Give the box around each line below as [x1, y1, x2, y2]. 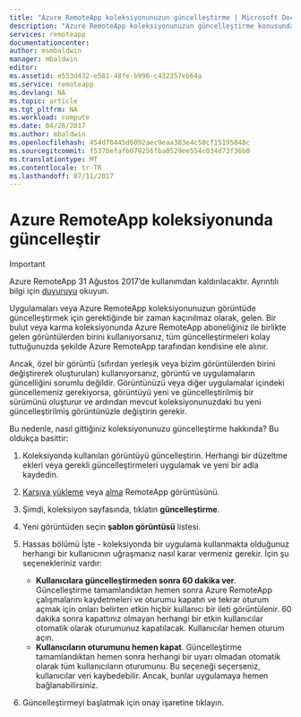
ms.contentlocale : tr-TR [9, 163, 102, 172]
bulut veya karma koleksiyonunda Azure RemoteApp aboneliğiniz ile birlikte [9, 322, 287, 333]
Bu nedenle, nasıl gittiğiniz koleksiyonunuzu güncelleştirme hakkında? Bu [9, 423, 279, 435]
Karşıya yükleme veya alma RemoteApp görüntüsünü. [21, 487, 220, 497]
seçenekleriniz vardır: [21, 557, 103, 569]
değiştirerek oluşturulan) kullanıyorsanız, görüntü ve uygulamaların [9, 368, 255, 379]
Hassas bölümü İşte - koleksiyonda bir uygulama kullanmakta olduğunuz [21, 539, 289, 549]
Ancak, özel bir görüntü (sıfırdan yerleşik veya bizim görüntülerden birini [9, 358, 276, 369]
